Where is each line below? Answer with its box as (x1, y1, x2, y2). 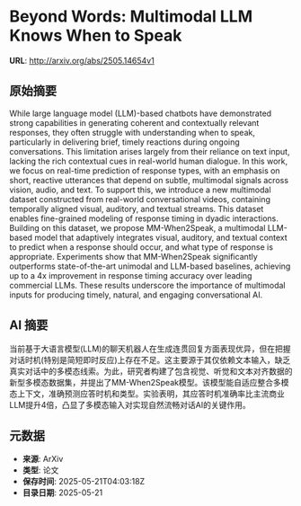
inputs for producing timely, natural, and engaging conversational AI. (9, 289, 263, 300)
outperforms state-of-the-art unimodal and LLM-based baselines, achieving (9, 261, 291, 271)
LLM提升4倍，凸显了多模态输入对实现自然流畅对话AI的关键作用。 (9, 399, 251, 410)
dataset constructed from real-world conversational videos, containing (9, 193, 271, 204)
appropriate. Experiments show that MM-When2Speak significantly (9, 251, 258, 262)
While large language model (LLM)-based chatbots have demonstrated (9, 108, 272, 119)
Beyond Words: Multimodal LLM (9, 6, 253, 27)
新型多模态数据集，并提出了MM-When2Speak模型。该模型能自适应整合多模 (9, 377, 289, 387)
